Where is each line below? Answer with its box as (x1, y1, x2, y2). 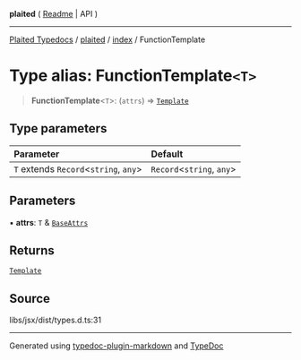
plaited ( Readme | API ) (9, 9, 99, 19)
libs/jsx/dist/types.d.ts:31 (9, 314, 101, 326)
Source (9, 291, 51, 306)
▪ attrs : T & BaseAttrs (9, 217, 89, 227)
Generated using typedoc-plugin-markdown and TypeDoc (9, 340, 224, 351)
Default (150, 148, 184, 160)
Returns (9, 243, 56, 258)
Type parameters (9, 121, 107, 136)
